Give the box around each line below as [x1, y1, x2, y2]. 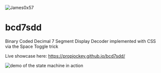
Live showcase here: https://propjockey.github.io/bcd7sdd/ [5, 53, 125, 59]
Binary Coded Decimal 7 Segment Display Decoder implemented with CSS [5, 38, 157, 44]
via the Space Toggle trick [5, 43, 58, 49]
